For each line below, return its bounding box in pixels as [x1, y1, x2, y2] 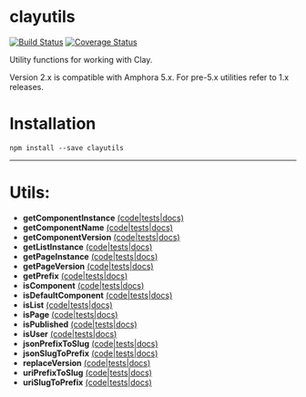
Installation [9, 114, 97, 134]
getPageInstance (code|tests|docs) [22, 250, 158, 261]
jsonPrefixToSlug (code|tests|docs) [22, 338, 158, 349]
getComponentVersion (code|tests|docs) [22, 231, 180, 242]
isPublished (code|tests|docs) [22, 319, 138, 330]
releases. [9, 81, 44, 92]
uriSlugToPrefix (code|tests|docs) [22, 376, 152, 388]
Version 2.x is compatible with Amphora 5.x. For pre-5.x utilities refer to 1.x [9, 71, 290, 83]
